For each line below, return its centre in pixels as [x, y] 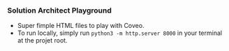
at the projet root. [42, 41]
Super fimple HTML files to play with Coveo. [81, 26]
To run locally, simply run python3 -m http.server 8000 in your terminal [119, 33]
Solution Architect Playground [59, 10]
